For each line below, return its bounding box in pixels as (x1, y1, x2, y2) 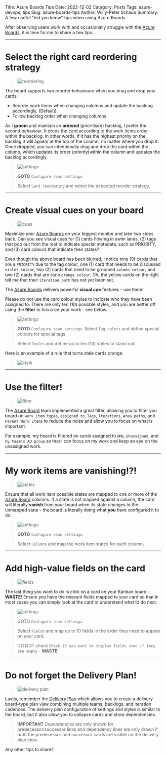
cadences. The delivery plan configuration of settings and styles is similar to (5, 706, 161, 712)
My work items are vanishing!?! (5, 465, 137, 476)
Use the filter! (5, 382, 63, 393)
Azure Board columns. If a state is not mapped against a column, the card (5, 496, 155, 502)
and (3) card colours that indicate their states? (5, 246, 100, 252)
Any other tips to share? (5, 746, 54, 752)
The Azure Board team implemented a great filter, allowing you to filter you (5, 407, 157, 413)
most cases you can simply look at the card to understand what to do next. (5, 599, 157, 605)
